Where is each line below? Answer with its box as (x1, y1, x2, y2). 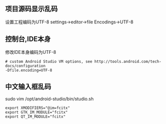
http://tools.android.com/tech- (94, 59, 162, 64)
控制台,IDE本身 (5, 35, 51, 43)
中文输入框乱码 (5, 83, 51, 91)
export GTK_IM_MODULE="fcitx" (5, 110, 68, 115)
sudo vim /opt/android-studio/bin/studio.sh (5, 96, 94, 102)
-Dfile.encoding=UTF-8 (5, 68, 52, 73)
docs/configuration (5, 63, 46, 68)
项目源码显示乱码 (5, 4, 58, 13)
